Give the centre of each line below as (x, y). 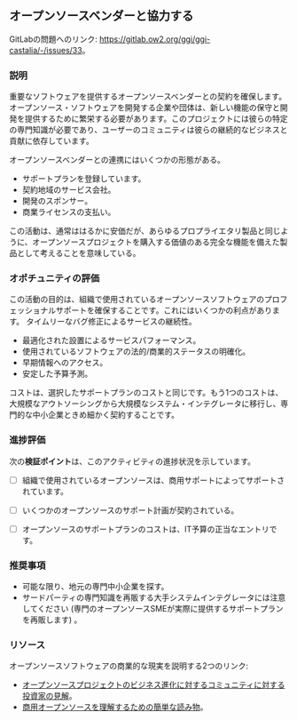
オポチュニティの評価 (55, 278)
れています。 (45, 491)
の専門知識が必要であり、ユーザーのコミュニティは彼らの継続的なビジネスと (148, 130)
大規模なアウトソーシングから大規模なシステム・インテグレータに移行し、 (145, 404)
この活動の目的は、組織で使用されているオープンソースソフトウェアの (137, 300)
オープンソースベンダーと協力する (102, 16)
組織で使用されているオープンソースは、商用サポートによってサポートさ (153, 480)
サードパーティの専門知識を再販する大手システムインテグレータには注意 (154, 597)
